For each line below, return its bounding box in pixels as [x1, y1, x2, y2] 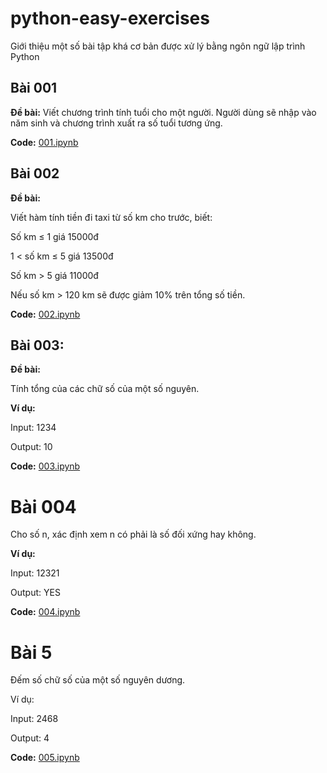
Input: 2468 [10, 713, 59, 725]
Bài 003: [10, 337, 65, 354]
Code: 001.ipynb [10, 136, 79, 148]
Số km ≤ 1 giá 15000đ [10, 230, 99, 242]
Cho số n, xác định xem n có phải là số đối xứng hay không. [10, 528, 257, 541]
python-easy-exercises [10, 7, 210, 30]
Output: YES [10, 587, 61, 599]
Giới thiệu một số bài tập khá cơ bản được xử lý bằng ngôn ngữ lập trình [10, 40, 306, 52]
